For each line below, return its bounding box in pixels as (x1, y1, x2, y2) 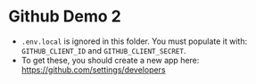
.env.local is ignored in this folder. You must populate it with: (21, 36, 247, 46)
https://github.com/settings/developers (21, 64, 166, 75)
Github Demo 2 (8, 6, 121, 27)
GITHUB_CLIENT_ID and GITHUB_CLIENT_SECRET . (21, 45, 186, 55)
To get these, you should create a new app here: (21, 55, 200, 65)
